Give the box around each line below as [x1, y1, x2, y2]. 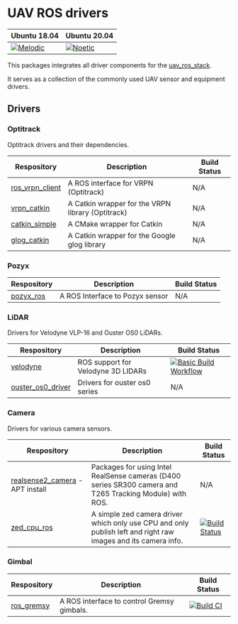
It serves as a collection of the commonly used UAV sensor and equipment [7, 75, 225, 83]
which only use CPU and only [91, 517, 189, 527]
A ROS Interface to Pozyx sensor [59, 291, 169, 301]
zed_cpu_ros [11, 522, 53, 532]
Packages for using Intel [91, 462, 172, 472]
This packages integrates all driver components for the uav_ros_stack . [7, 60, 212, 69]
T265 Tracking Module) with [91, 488, 186, 498]
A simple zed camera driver [91, 509, 183, 519]
